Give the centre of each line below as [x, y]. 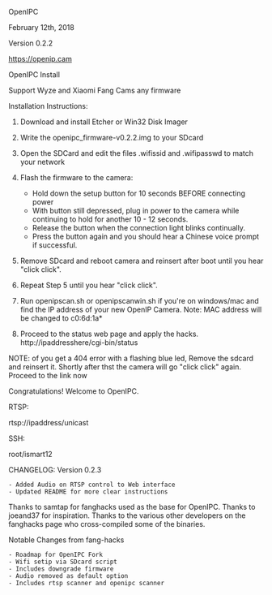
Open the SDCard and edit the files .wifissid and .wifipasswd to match [136, 153]
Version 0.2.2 [31, 43]
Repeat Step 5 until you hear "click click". [89, 285]
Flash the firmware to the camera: [76, 177]
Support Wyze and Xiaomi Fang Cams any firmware [95, 90]
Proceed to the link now [48, 375]
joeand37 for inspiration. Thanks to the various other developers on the [127, 515]
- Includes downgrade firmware [61, 569]
